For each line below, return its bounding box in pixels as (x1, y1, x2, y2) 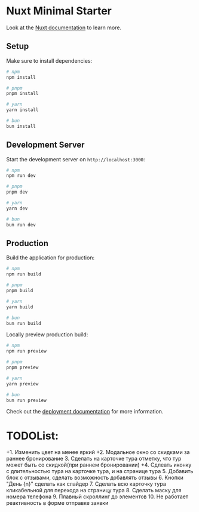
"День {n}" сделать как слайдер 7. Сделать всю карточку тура (6, 480, 166, 488)
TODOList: (6, 429, 59, 443)
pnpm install (6, 91, 39, 97)
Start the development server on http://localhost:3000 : (6, 155, 145, 163)
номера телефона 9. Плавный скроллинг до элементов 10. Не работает (6, 493, 188, 500)
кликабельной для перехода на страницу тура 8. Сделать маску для (6, 487, 182, 494)
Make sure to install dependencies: (6, 57, 93, 64)
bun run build (6, 320, 42, 326)
